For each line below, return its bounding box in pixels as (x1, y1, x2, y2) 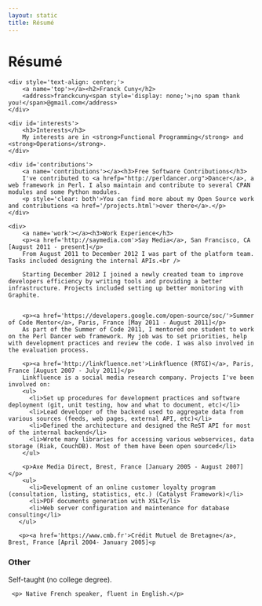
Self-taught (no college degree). (8, 575, 112, 584)
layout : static (8, 11, 58, 20)
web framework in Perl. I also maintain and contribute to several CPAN (8, 181, 251, 189)
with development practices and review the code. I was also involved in (8, 339, 255, 348)
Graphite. (8, 291, 41, 299)
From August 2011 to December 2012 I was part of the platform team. (22, 250, 255, 258)
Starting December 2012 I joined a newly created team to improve (22, 271, 244, 279)
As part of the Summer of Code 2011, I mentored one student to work (22, 326, 255, 334)
